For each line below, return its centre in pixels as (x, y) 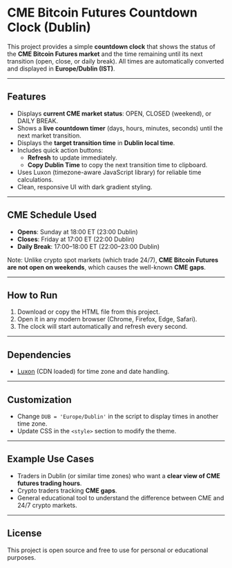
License (25, 533)
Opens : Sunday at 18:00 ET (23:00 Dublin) (77, 231)
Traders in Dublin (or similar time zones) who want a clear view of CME (119, 475)
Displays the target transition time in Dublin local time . (96, 142)
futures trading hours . (49, 483)
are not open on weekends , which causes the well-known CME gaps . (106, 267)
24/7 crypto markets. (47, 505)
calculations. (35, 179)
